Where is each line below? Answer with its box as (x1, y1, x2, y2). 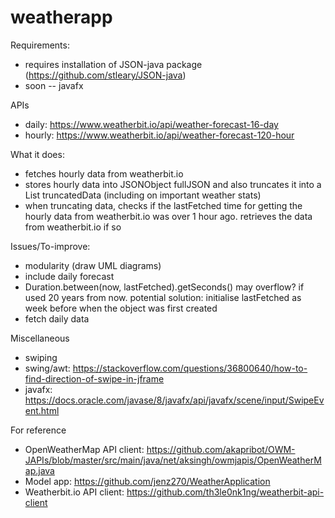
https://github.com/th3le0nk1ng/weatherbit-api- (126, 486, 325, 498)
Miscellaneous (10, 332, 70, 344)
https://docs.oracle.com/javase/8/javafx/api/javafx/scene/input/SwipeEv (24, 394, 325, 406)
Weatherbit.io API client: (24, 486, 125, 498)
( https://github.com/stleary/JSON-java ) (24, 69, 187, 81)
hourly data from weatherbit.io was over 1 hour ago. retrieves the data (24, 210, 313, 222)
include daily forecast (24, 270, 115, 282)
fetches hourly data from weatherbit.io (24, 167, 184, 180)
